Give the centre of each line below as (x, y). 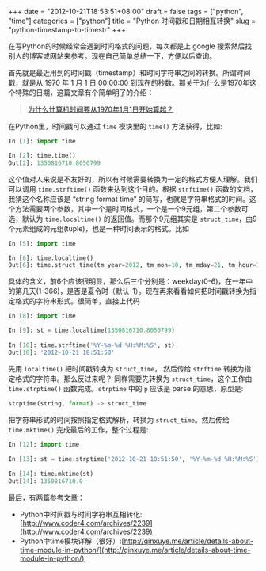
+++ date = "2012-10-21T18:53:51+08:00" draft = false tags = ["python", (126, 11)
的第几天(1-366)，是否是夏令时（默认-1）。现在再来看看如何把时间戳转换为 (129, 291)
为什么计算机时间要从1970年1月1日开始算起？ (101, 109)
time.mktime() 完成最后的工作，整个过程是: (78, 429)
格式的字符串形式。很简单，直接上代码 (77, 301)
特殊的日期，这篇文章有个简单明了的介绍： (84, 93)
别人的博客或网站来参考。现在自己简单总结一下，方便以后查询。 (112, 56)
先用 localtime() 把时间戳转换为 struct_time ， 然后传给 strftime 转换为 (126, 368)
